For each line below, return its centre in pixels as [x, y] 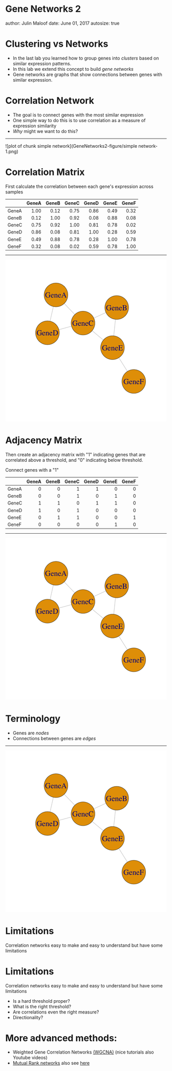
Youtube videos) [30, 1058]
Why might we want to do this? [45, 131]
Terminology [33, 718]
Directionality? [28, 1017]
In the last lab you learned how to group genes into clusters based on [86, 58]
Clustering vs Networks [57, 44]
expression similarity [35, 126]
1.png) [12, 151]
